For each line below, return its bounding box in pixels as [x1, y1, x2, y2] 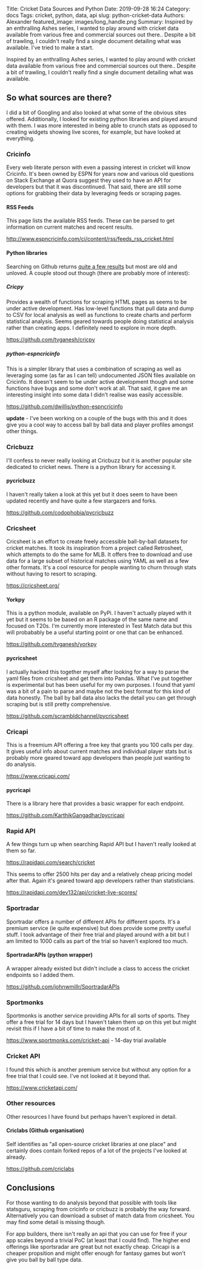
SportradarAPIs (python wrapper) [6, 951, 93, 959]
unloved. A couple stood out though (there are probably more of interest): [6, 269, 190, 276]
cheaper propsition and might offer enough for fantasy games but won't [6, 1250, 186, 1257]
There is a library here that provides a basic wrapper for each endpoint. [6, 800, 185, 807]
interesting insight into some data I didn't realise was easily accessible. [6, 391, 184, 398]
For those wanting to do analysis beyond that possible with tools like [6, 1198, 177, 1206]
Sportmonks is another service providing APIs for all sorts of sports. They [6, 1012, 190, 1020]
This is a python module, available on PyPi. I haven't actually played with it [6, 610, 192, 617]
